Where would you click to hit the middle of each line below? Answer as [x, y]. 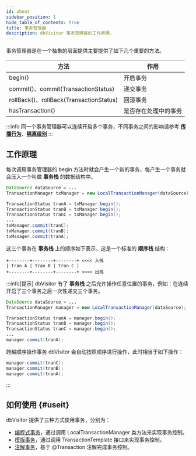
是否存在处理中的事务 [153, 111]
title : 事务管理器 [26, 28]
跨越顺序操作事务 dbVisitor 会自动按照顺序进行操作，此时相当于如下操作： [95, 352]
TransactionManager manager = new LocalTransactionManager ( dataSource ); [96, 307]
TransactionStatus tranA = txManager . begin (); [64, 204]
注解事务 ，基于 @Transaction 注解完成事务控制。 [73, 447]
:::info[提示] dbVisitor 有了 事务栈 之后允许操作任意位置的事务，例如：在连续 [97, 283]
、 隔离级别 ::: [37, 134]
